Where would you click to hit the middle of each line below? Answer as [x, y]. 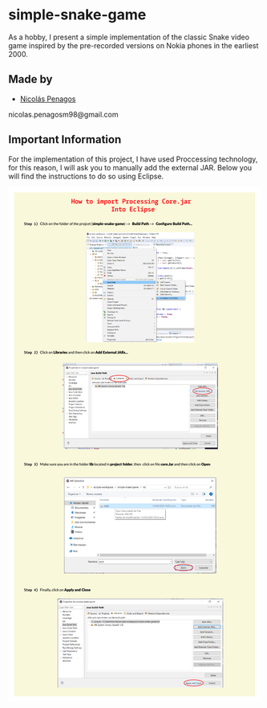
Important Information [65, 139]
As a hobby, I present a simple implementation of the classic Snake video [129, 37]
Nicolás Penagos [48, 99]
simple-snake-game [77, 15]
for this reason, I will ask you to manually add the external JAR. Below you [130, 167]
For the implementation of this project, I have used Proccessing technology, [133, 159]
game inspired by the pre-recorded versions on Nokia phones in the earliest [133, 45]
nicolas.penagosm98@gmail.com [63, 114]
